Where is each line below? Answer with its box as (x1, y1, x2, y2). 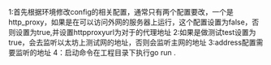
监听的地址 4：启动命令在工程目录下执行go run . (15, 48, 176, 57)
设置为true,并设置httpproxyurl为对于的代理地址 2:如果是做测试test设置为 (15, 28, 256, 37)
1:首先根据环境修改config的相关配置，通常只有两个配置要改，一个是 (8, 7, 234, 16)
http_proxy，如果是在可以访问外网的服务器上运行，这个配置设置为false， (8, 17, 252, 27)
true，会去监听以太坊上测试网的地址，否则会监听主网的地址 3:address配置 (8, 37, 256, 47)
